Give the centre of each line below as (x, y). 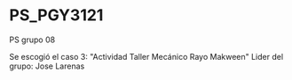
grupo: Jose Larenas (47, 66)
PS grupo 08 (32, 40)
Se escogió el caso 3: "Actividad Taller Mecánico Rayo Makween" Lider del (146, 56)
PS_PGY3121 (56, 15)
